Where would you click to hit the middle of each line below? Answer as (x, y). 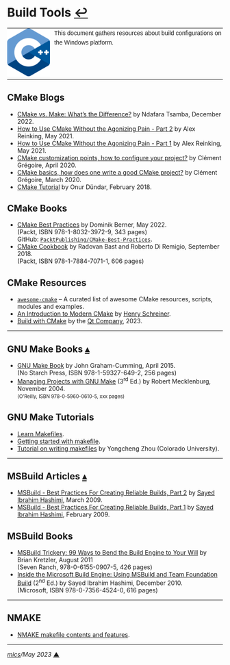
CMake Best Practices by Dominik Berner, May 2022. (92, 225)
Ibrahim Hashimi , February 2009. (63, 514)
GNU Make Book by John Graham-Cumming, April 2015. (96, 366)
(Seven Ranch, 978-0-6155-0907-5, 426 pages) (85, 567)
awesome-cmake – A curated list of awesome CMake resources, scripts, (115, 299)
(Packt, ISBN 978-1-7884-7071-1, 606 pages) (80, 261)
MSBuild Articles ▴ (47, 476)
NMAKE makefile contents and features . (73, 634)
